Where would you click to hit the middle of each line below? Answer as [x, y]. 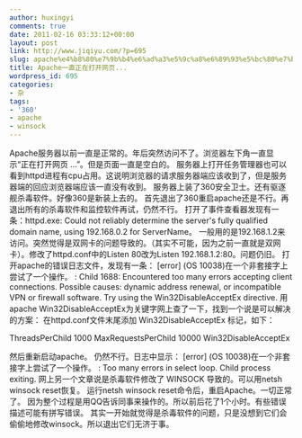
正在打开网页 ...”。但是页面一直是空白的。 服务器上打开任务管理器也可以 [154, 164]
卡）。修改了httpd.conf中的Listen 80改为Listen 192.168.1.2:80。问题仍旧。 [145, 254]
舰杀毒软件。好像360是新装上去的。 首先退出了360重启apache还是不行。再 [149, 198]
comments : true [38, 26]
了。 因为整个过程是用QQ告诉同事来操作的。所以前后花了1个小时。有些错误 [148, 402]
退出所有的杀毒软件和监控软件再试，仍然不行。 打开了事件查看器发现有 [140, 209]
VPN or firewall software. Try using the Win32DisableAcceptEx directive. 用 [149, 297]
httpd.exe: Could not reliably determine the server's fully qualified [146, 220]
